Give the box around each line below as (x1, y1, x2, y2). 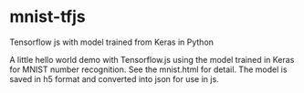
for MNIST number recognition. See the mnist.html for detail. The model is (9, 64, 288, 75)
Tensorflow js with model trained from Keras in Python (9, 36, 215, 47)
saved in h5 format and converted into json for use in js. (9, 73, 219, 84)
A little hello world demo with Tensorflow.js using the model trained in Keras (9, 54, 295, 65)
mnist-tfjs (9, 6, 87, 27)
